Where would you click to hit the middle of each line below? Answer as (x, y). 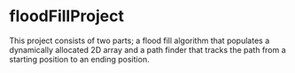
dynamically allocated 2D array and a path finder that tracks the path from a (147, 49)
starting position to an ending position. (79, 59)
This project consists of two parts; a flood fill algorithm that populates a (140, 40)
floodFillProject (66, 16)
